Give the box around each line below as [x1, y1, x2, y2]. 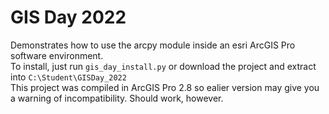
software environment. [10, 49, 104, 61]
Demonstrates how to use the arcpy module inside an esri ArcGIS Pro [10, 39, 296, 51]
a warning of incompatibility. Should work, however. [10, 92, 224, 104]
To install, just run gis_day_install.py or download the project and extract [10, 60, 317, 72]
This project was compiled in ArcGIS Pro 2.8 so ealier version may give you [10, 81, 320, 93]
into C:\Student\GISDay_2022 [10, 71, 127, 83]
